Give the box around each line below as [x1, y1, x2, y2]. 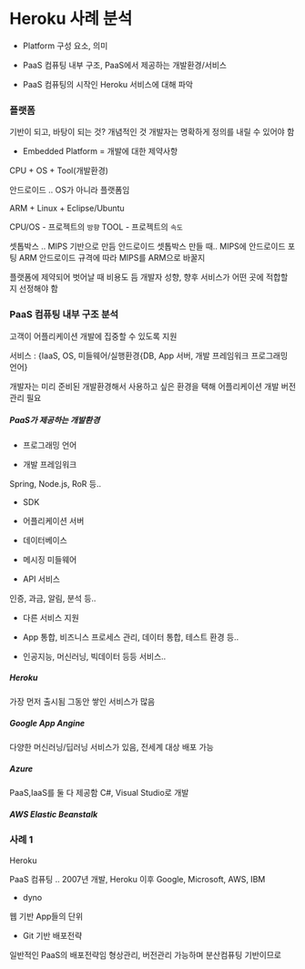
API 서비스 [22, 573, 61, 584]
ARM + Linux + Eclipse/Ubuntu [9, 202, 125, 214]
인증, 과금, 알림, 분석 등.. [9, 593, 97, 603]
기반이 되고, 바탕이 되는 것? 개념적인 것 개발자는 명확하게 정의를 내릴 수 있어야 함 [9, 127, 295, 138]
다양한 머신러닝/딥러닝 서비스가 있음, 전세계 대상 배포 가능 [9, 742, 214, 753]
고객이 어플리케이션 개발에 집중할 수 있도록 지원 [9, 330, 178, 342]
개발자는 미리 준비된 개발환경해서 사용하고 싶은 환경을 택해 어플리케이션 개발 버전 [9, 380, 297, 392]
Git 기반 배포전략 [22, 930, 83, 941]
